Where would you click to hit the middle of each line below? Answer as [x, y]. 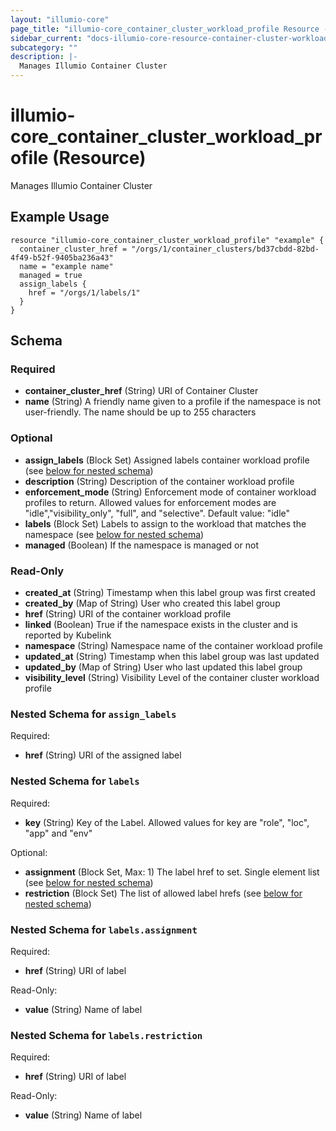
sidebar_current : [46, 38]
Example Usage [60, 217]
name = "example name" [66, 266]
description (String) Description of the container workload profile [159, 481]
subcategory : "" [44, 47]
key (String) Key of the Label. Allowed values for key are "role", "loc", [167, 822]
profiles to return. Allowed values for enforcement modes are [150, 502]
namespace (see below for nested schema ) [114, 534]
